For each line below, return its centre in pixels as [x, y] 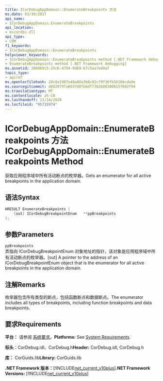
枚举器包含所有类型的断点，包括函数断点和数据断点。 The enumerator [74, 297]
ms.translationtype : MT [29, 91]
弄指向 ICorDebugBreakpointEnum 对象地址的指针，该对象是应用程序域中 [78, 252]
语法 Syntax [22, 198]
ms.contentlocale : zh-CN [30, 95]
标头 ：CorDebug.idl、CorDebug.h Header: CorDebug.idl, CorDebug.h [74, 347]
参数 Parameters [29, 234]
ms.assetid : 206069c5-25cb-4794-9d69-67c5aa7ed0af [57, 69]
